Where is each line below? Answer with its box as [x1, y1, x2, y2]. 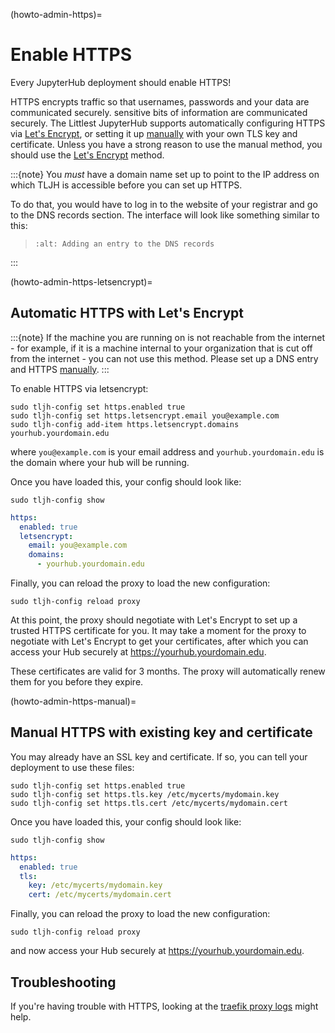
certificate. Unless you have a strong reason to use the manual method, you [10, 138, 323, 150]
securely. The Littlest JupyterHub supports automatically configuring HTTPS [10, 117, 326, 129]
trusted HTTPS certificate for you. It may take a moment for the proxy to [10, 625, 307, 636]
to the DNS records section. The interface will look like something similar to [10, 209, 320, 221]
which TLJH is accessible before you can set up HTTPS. [10, 179, 243, 191]
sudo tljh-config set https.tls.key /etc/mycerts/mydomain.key [10, 789, 280, 799]
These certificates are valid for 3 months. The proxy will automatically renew [10, 665, 326, 677]
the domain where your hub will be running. [10, 456, 190, 468]
